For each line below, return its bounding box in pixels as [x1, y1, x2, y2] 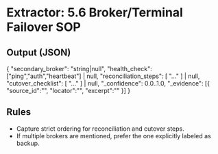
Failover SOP [6, 19, 82, 35]
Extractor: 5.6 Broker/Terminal [6, 5, 183, 21]
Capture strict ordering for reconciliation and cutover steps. [16, 125, 184, 133]
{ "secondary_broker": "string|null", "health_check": [6, 65, 152, 73]
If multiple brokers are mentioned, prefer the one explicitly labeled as [16, 131, 212, 140]
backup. [16, 139, 40, 147]
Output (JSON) [6, 47, 71, 58]
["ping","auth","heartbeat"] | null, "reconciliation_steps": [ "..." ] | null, [6, 72, 200, 80]
